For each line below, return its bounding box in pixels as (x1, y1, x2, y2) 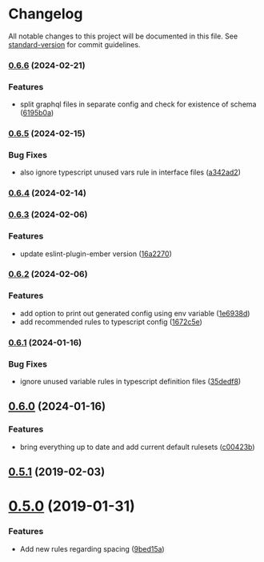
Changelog (8, 5, 83, 23)
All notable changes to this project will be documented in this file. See (8, 31, 238, 41)
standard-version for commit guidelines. (8, 39, 141, 49)
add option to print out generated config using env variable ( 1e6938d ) (19, 308, 250, 318)
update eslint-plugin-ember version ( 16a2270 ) (19, 249, 172, 259)
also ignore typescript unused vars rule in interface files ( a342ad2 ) (19, 167, 242, 177)
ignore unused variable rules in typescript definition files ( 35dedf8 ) (19, 376, 242, 386)
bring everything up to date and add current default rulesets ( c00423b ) (19, 442, 255, 452)
